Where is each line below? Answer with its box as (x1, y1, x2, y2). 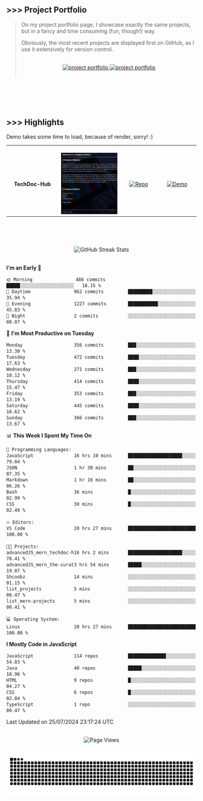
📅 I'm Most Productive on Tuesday (6, 330, 95, 337)
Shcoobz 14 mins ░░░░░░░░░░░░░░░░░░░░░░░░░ (6, 574, 196, 580)
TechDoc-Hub (14, 180, 51, 187)
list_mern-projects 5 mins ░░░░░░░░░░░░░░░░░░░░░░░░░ (6, 598, 196, 604)
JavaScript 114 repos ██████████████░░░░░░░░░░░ (6, 653, 196, 659)
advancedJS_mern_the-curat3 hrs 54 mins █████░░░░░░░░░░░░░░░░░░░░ (6, 562, 196, 568)
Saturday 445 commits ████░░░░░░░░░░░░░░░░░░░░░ (6, 402, 196, 408)
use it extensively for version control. (21, 45, 114, 53)
